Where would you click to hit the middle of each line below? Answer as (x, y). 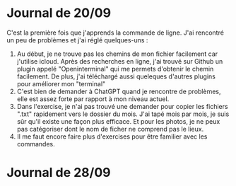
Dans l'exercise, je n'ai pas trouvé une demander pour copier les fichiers (122, 106)
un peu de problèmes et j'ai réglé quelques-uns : (77, 40)
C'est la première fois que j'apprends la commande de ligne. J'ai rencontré (115, 33)
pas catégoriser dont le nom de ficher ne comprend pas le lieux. (110, 129)
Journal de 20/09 (59, 13)
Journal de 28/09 (59, 173)
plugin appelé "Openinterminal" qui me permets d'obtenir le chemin (115, 69)
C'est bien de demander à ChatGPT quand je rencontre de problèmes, (119, 91)
